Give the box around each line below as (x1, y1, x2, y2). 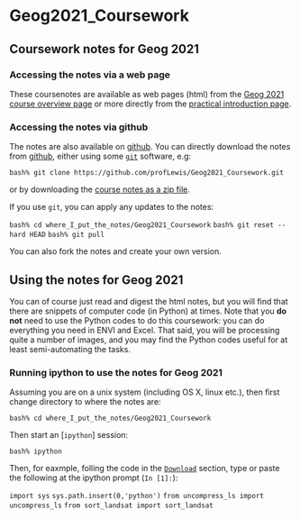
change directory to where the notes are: (9, 396, 161, 407)
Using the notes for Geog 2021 (9, 272, 184, 287)
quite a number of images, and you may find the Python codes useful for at (9, 334, 288, 345)
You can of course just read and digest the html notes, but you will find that (9, 296, 288, 306)
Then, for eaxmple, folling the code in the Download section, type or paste (9, 463, 280, 474)
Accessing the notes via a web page (9, 68, 171, 81)
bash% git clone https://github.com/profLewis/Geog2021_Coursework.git (9, 168, 284, 178)
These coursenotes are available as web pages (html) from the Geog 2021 (9, 88, 285, 99)
